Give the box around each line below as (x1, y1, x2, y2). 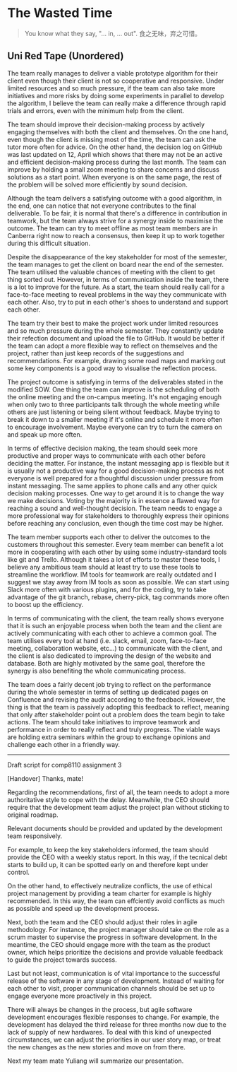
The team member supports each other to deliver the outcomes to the (7, 532, 210, 541)
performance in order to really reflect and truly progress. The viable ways (7, 725, 221, 734)
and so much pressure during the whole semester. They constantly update (7, 326, 224, 335)
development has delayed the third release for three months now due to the (7, 1020, 227, 1029)
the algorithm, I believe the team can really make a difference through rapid (7, 99, 226, 107)
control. (7, 868, 30, 876)
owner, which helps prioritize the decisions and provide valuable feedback (7, 948, 224, 956)
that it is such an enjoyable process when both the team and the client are (7, 621, 222, 630)
